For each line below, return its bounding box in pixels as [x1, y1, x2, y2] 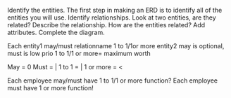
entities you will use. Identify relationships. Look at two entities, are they [7, 13, 216, 22]
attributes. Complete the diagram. [7, 28, 105, 36]
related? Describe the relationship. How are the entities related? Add [7, 21, 206, 29]
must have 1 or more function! [7, 84, 94, 92]
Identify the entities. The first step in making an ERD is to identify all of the [7, 6, 223, 14]
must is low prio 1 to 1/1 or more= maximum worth [7, 49, 151, 57]
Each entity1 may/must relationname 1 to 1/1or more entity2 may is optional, [7, 42, 225, 50]
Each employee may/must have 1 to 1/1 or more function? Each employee [7, 76, 218, 85]
